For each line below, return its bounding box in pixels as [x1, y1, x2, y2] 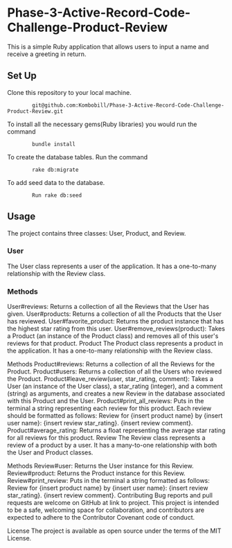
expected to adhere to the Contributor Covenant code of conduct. [7, 513, 195, 522]
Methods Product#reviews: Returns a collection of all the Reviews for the [7, 360, 215, 369]
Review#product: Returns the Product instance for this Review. [7, 469, 186, 477]
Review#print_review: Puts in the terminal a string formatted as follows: [7, 477, 210, 485]
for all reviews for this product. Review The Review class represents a [7, 434, 206, 442]
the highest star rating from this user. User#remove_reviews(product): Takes [7, 324, 225, 333]
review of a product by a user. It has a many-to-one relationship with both [7, 441, 217, 450]
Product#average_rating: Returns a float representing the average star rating [7, 426, 226, 434]
